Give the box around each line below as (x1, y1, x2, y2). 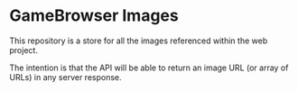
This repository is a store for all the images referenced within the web (9, 35, 268, 46)
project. (9, 44, 39, 55)
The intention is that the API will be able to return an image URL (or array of (9, 62, 289, 73)
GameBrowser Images (9, 5, 179, 26)
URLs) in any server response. (9, 71, 122, 82)
